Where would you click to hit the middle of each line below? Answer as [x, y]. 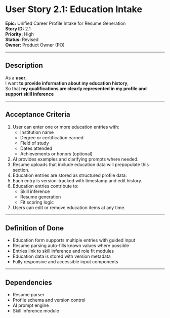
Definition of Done [35, 228]
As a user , [16, 77]
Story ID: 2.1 [18, 28]
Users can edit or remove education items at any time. [69, 207]
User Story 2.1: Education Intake [74, 9]
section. [21, 170]
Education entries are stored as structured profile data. [70, 175]
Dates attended [36, 148]
